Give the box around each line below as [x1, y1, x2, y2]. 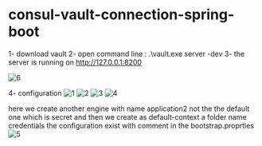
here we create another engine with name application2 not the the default [8, 104, 250, 113]
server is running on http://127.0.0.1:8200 [8, 57, 142, 67]
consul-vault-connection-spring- [8, 6, 235, 24]
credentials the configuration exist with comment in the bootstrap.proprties [8, 120, 255, 130]
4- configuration [8, 88, 62, 97]
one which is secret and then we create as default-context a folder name [8, 112, 247, 121]
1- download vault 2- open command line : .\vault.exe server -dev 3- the [8, 49, 245, 58]
